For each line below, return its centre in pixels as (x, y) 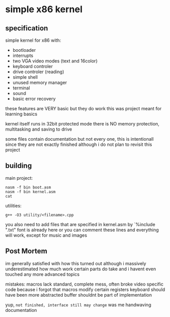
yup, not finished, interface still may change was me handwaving (78, 305)
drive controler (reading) (38, 72)
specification (27, 28)
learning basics (21, 114)
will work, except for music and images (46, 235)
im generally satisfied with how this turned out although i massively (76, 263)
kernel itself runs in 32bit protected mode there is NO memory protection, (82, 124)
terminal (21, 88)
